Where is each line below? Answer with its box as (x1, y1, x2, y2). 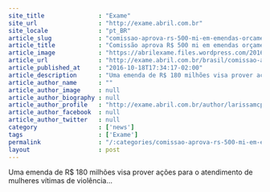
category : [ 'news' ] (8, 123, 135, 131)
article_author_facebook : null (8, 109, 121, 117)
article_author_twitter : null (8, 116, 121, 124)
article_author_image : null (8, 86, 121, 94)
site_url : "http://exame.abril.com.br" (8, 19, 203, 27)
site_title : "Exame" (8, 11, 131, 20)
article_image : (8, 49, 103, 57)
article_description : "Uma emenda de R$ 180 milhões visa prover (8, 71, 253, 79)
